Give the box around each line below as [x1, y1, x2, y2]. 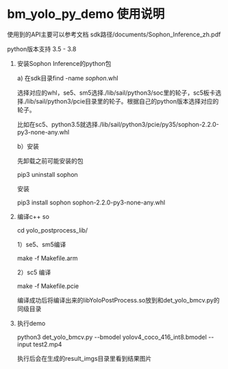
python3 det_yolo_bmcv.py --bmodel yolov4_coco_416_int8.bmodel [16, 333, 207, 341]
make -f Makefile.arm [16, 254, 78, 262]
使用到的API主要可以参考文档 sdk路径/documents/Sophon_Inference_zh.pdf [7, 30, 221, 38]
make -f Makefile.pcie [16, 282, 79, 290]
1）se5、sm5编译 [16, 240, 66, 248]
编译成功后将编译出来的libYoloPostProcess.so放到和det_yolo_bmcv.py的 [16, 296, 220, 304]
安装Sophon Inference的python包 [16, 59, 112, 67]
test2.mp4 [33, 340, 62, 348]
